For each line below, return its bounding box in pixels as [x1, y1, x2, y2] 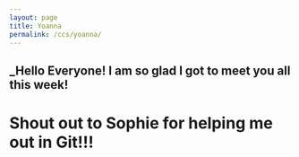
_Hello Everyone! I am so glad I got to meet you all [9, 63, 291, 78]
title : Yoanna [9, 22, 63, 31]
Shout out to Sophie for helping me [9, 113, 273, 133]
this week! [9, 77, 69, 92]
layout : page [9, 13, 58, 22]
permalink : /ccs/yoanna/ [9, 30, 102, 39]
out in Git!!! [9, 132, 94, 153]
